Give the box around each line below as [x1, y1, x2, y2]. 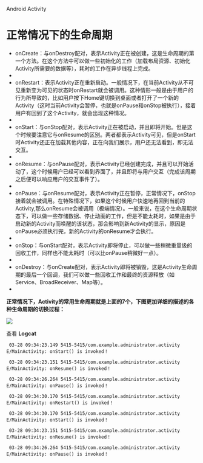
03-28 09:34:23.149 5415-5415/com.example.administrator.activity [8, 342, 181, 348]
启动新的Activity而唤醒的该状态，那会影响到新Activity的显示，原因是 [15, 220, 186, 227]
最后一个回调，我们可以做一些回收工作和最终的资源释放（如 [25, 271, 175, 278]
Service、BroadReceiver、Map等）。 [15, 278, 106, 285]
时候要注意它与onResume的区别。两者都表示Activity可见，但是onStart [20, 131, 196, 138]
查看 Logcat [6, 330, 36, 337]
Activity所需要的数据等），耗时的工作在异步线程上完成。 [15, 64, 154, 72]
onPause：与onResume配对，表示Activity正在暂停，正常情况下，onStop [15, 189, 196, 197]
